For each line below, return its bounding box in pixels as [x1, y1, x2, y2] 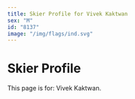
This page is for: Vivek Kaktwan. [7, 84, 102, 93]
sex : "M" [7, 17, 33, 24]
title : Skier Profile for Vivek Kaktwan [7, 10, 129, 18]
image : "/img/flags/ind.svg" [7, 30, 93, 37]
